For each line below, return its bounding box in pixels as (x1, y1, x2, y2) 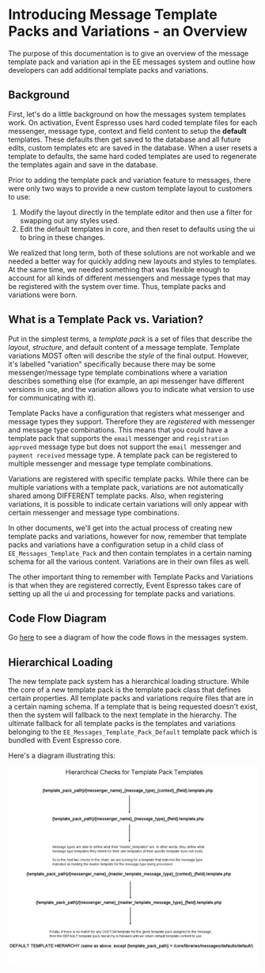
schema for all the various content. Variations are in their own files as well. (8, 557, 251, 566)
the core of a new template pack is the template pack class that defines (8, 685, 241, 694)
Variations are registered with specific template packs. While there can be (8, 473, 249, 484)
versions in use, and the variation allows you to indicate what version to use (8, 384, 255, 393)
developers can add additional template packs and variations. (8, 65, 209, 74)
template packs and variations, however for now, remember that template (8, 531, 247, 541)
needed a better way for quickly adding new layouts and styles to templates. (8, 256, 257, 266)
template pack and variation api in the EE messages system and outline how (8, 57, 256, 67)
